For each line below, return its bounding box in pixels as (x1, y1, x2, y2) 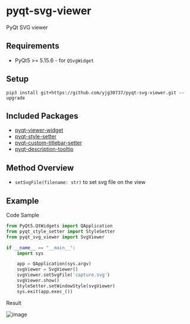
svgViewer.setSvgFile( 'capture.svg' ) (17, 272, 110, 278)
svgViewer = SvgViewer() (17, 266, 78, 272)
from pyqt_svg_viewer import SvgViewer (6, 234, 105, 240)
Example (6, 196, 39, 206)
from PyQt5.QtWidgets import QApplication (6, 223, 113, 229)
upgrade (6, 95, 26, 101)
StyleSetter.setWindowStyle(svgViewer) (17, 283, 116, 289)
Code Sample (6, 212, 40, 218)
